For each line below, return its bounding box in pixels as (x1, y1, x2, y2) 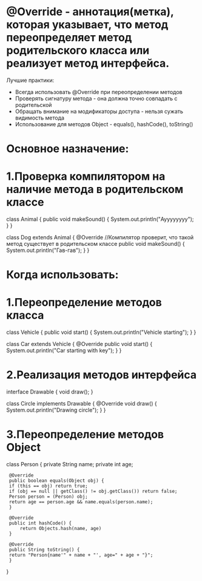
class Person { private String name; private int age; (6, 461, 133, 468)
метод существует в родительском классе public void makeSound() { (6, 240, 185, 248)
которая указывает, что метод (6, 18, 169, 32)
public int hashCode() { (8, 520, 72, 526)
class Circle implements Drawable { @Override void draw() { (6, 400, 157, 407)
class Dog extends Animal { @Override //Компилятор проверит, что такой (6, 234, 194, 241)
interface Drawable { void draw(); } (6, 388, 93, 396)
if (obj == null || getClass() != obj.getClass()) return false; (8, 488, 178, 495)
